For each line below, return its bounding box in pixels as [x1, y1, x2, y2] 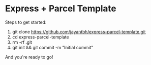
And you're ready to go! [5, 54, 53, 60]
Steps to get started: [5, 19, 47, 25]
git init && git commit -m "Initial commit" [12, 44, 93, 50]
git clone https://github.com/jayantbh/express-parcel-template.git [12, 29, 146, 34]
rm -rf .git [12, 39, 32, 45]
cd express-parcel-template [12, 34, 69, 40]
